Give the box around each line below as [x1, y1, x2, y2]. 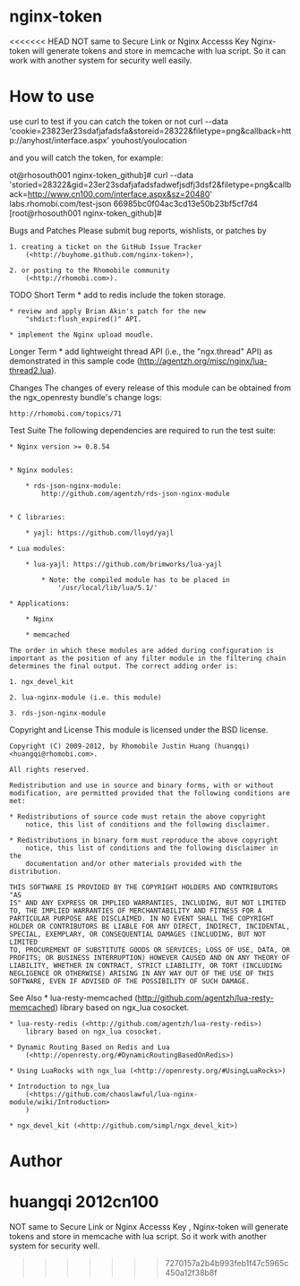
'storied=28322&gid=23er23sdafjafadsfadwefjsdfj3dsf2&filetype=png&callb [9, 179, 292, 190]
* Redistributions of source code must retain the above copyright [9, 812, 267, 821]
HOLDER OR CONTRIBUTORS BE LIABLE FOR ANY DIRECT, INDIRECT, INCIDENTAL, [9, 922, 291, 930]
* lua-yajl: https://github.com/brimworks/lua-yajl [25, 560, 222, 569]
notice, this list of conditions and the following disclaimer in [25, 844, 279, 853]
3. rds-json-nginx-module [9, 708, 106, 717]
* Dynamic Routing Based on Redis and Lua [9, 1042, 170, 1051]
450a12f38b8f [165, 1267, 218, 1278]
